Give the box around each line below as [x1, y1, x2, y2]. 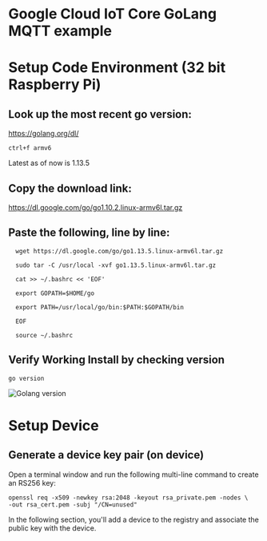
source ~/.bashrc [15, 331, 74, 339]
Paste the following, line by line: [8, 226, 170, 240]
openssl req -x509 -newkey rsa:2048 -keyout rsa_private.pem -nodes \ [8, 494, 249, 502]
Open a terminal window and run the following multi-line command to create [8, 470, 259, 479]
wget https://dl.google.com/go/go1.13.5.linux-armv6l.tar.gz [15, 247, 224, 255]
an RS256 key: [8, 478, 56, 487]
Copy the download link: [8, 181, 132, 195]
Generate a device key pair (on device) [8, 448, 205, 462]
